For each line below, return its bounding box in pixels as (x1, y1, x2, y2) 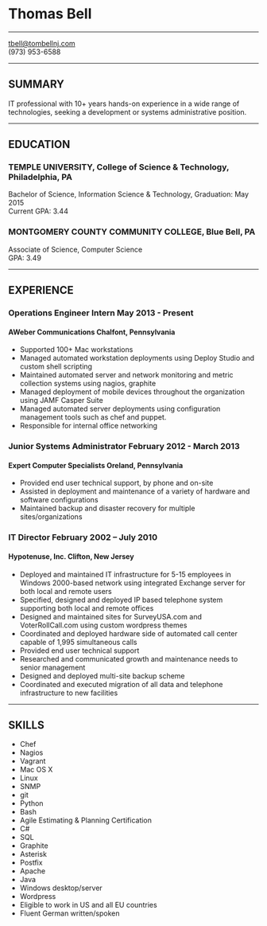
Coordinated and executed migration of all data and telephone (19, 679, 223, 689)
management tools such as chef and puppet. (19, 412, 167, 422)
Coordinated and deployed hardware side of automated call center (19, 628, 238, 638)
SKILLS (8, 718, 45, 732)
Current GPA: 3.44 (8, 206, 69, 216)
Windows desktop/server (19, 883, 103, 893)
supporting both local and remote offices (19, 603, 154, 613)
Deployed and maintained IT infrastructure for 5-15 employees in (19, 569, 232, 579)
